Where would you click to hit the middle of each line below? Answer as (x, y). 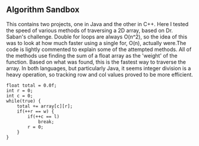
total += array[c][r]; (45, 106)
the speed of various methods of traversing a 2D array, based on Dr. (90, 30)
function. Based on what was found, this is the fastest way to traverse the (96, 62)
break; (46, 122)
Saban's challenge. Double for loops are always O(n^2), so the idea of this (97, 36)
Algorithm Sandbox (43, 10)
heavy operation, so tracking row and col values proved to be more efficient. (99, 74)
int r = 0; (20, 91)
